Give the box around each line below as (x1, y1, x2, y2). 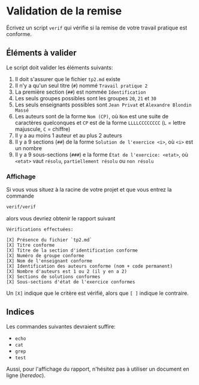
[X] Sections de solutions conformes (6, 273, 101, 280)
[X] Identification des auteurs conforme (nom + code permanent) (6, 263, 173, 269)
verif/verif (6, 204, 36, 210)
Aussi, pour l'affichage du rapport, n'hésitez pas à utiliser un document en (6, 365, 190, 372)
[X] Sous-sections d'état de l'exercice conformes (6, 279, 135, 285)
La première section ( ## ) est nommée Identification (14, 88, 146, 95)
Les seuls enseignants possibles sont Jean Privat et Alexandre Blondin (14, 101, 192, 108)
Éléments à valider (6, 48, 77, 58)
